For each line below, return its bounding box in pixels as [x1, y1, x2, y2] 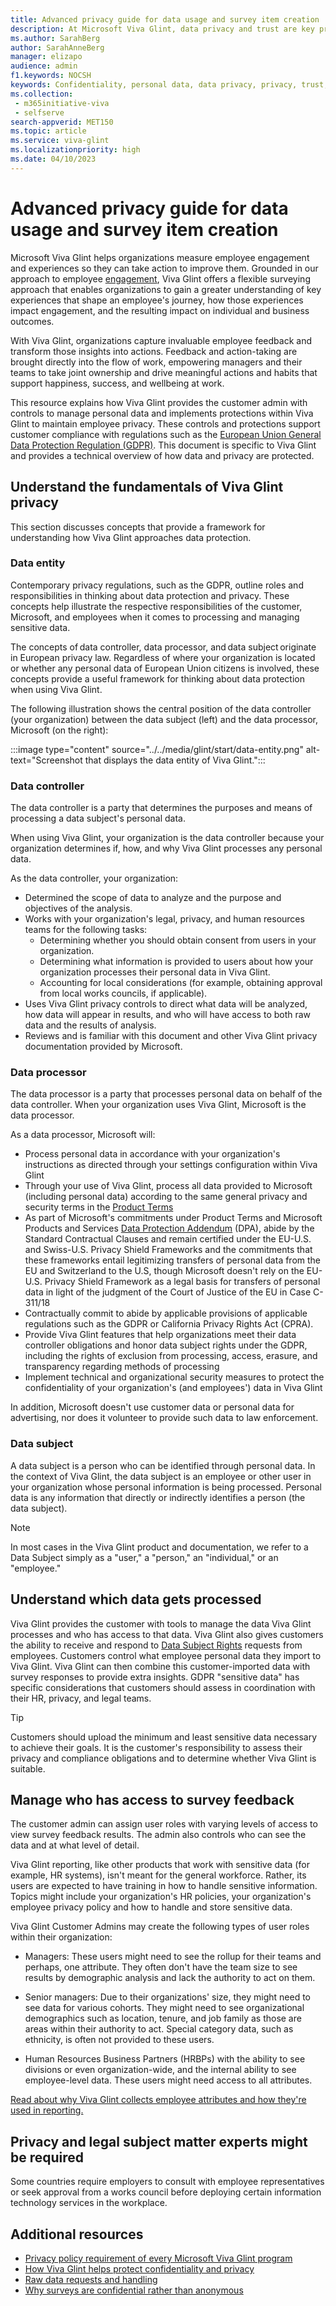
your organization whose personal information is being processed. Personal [10, 1481, 322, 1493]
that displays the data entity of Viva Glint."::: [84, 754, 266, 766]
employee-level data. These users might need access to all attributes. [24, 2074, 313, 2086]
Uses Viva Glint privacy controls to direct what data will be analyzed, [24, 998, 308, 1010]
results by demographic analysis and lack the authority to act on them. [24, 1972, 316, 1984]
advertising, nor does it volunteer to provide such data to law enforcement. [10, 1412, 319, 1424]
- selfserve [14, 107, 65, 118]
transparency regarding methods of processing [24, 1361, 220, 1373]
